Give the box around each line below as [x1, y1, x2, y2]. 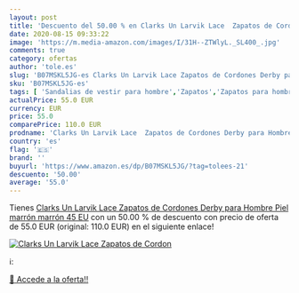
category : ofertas [9, 54, 77, 63]
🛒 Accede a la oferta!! [9, 274, 89, 285]
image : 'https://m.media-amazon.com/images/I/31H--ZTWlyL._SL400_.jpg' [9, 37, 280, 47]
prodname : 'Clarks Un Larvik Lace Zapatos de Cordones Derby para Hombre [9, 129, 293, 138]
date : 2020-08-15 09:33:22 [9, 29, 109, 38]
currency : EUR [9, 104, 62, 113]
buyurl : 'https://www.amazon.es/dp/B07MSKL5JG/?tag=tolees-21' [9, 162, 249, 170]
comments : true [9, 46, 66, 55]
